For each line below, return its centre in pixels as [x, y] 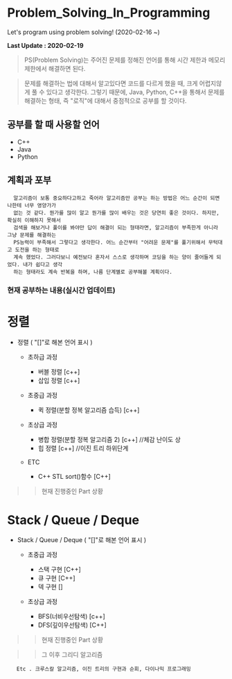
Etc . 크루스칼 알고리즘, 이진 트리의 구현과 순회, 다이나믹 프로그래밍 [104, 669]
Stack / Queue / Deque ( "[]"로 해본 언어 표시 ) [82, 540]
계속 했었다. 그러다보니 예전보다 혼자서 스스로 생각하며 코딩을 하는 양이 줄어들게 [113, 257]
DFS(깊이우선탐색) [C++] [72, 625]
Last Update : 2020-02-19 [45, 45]
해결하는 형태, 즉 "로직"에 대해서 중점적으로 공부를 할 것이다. [105, 100]
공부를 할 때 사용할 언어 [54, 125]
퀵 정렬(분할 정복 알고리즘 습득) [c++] [89, 410]
